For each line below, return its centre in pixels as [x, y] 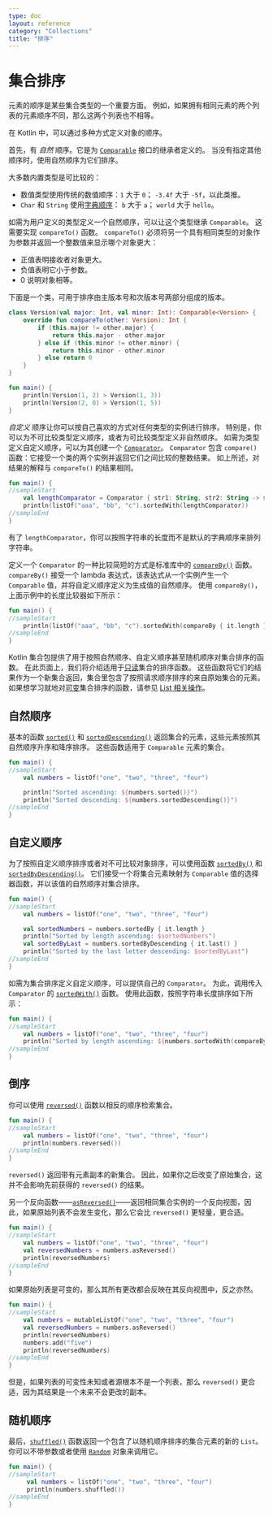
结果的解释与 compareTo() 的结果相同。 [73, 467]
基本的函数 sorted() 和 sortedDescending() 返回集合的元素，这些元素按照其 [134, 737]
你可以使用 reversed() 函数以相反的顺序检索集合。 [93, 1105]
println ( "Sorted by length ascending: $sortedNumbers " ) [120, 936]
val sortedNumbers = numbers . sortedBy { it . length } [114, 929]
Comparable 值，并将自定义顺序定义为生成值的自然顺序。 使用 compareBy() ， [135, 585]
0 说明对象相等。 [48, 280]
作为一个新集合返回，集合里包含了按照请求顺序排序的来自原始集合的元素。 [140, 678]
